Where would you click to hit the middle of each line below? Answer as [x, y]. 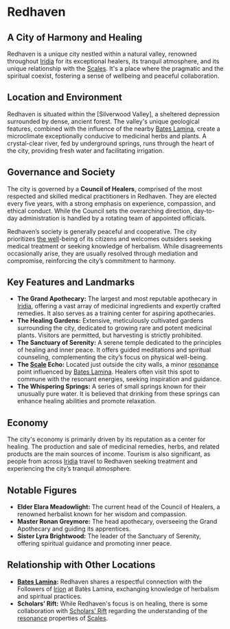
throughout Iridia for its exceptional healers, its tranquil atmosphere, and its [113, 61]
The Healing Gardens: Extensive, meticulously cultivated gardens [110, 321]
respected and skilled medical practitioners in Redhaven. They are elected [112, 196]
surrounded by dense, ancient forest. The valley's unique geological [104, 121]
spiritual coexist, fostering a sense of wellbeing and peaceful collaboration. [113, 76]
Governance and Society [61, 172]
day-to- [204, 211]
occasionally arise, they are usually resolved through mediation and [103, 253]
